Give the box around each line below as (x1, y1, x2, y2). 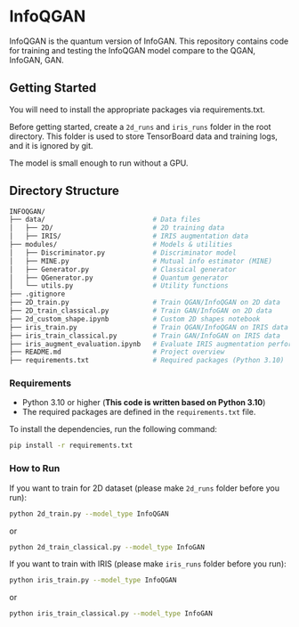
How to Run (9, 462, 61, 475)
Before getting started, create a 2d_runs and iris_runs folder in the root (9, 121, 271, 132)
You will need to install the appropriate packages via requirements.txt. (9, 104, 265, 115)
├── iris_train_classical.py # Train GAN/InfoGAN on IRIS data (9, 331, 280, 340)
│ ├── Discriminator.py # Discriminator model (9, 248, 238, 257)
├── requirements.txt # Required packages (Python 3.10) (9, 356, 285, 365)
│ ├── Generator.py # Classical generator (9, 265, 238, 273)
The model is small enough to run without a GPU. (9, 158, 189, 168)
